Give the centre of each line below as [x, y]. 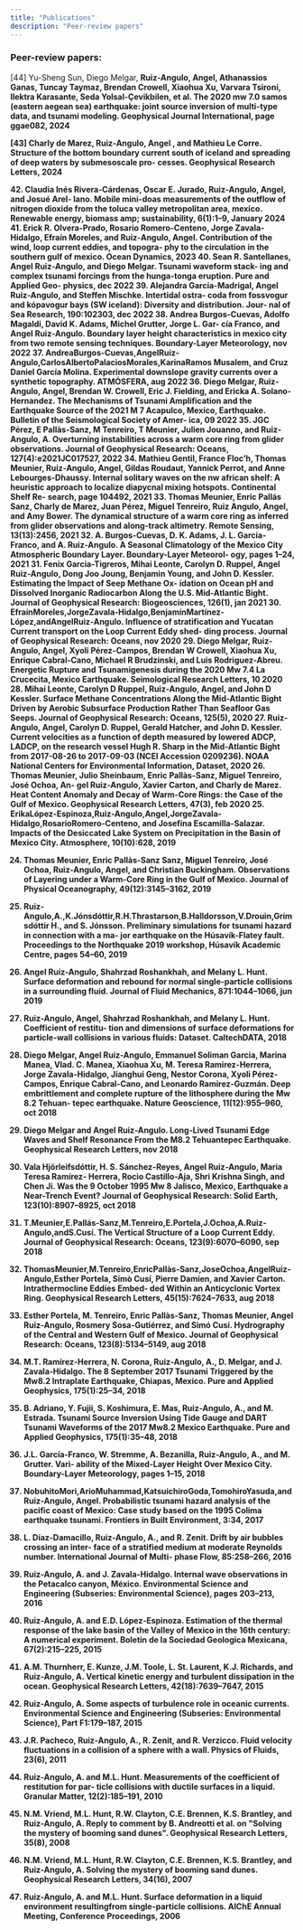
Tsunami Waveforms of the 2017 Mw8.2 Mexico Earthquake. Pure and [156, 1427]
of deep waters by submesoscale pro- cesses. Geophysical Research [143, 162]
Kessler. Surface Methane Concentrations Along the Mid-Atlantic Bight [146, 698]
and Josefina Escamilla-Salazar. [203, 823]
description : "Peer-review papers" [77, 26]
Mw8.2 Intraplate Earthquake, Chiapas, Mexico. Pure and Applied [148, 1380]
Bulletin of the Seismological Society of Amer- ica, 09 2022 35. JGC [140, 419]
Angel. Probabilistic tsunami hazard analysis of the [174, 1501]
